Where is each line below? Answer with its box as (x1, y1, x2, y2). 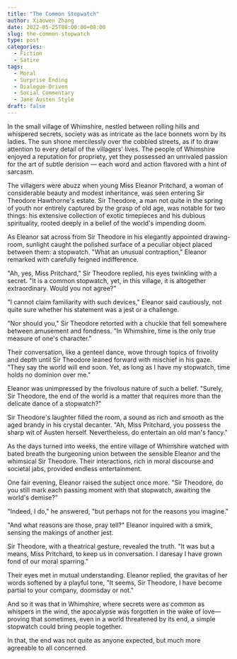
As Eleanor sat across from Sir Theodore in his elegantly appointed (7, 232, 203, 241)
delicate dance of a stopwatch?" (7, 399, 102, 408)
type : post (7, 37, 40, 44)
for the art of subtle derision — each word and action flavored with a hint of (7, 160, 227, 168)
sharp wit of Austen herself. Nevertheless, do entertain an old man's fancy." (7, 428, 228, 436)
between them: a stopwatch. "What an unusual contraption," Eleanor (7, 248, 207, 256)
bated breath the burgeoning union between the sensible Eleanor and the (7, 449, 221, 458)
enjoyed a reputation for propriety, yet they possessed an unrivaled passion (7, 152, 228, 160)
